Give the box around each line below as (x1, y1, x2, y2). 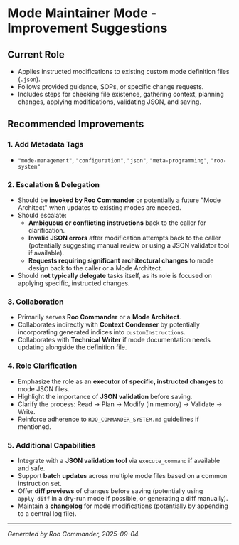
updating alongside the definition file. (17, 343, 127, 351)
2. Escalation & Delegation (7, 179, 100, 189)
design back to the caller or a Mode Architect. (28, 263, 163, 272)
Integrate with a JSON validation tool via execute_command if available (17, 456, 221, 465)
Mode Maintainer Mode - (7, 5, 157, 21)
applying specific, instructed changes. (17, 279, 130, 287)
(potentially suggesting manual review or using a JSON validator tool (28, 240, 230, 250)
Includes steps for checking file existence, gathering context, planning (17, 90, 224, 98)
